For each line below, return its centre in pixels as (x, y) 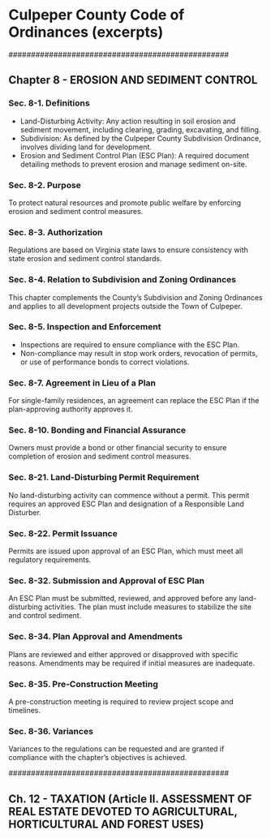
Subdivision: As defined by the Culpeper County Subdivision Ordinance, (140, 138)
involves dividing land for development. (86, 147)
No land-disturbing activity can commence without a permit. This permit (129, 495)
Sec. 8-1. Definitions (49, 103)
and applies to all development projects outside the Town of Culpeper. (125, 306)
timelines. (25, 710)
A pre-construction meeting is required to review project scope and (121, 701)
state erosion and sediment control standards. (85, 259)
